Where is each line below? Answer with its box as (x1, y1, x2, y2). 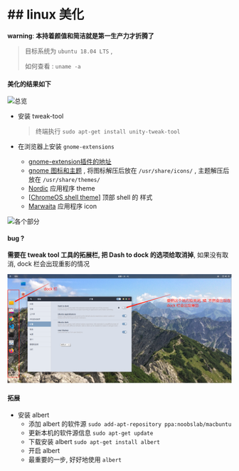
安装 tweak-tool (17, 112, 64, 121)
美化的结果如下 (7, 79, 51, 88)
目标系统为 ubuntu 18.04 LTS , (24, 46, 113, 55)
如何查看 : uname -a (24, 61, 81, 70)
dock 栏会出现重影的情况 (16, 260, 90, 268)
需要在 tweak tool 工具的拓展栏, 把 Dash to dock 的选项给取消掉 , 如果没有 (7, 250, 223, 259)
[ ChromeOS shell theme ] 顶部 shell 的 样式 (28, 193, 153, 202)
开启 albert (28, 447, 60, 455)
